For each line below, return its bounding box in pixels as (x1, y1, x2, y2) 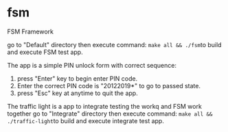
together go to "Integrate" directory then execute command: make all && (7, 109, 213, 118)
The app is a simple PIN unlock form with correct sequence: (7, 61, 177, 69)
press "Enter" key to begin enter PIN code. (16, 74, 138, 83)
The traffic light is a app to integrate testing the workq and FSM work (7, 102, 203, 110)
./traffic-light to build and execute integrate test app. (7, 116, 165, 124)
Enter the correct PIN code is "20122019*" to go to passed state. (16, 81, 201, 90)
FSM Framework (7, 27, 54, 36)
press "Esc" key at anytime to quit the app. (16, 89, 139, 97)
